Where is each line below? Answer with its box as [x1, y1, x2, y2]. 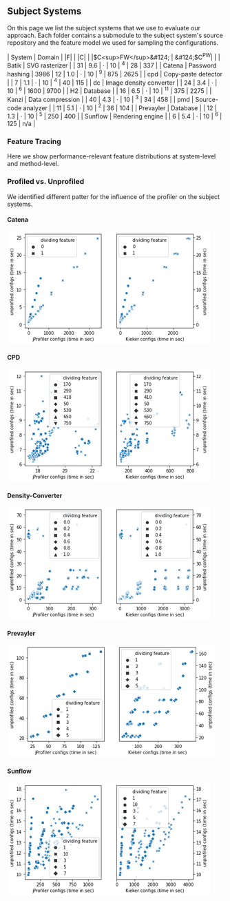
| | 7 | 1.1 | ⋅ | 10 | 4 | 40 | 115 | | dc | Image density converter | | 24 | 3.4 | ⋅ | [7, 77, 218, 87]
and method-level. [7, 160, 59, 168]
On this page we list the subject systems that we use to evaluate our [7, 23, 201, 32]
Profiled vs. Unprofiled [7, 177, 85, 187]
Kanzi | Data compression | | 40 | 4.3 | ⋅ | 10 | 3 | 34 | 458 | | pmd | [7, 94, 194, 103]
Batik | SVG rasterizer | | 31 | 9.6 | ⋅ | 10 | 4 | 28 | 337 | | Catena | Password [7, 60, 217, 70]
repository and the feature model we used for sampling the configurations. [7, 38, 219, 47]
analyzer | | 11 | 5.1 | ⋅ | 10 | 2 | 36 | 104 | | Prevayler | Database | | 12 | [23, 103, 217, 112]
